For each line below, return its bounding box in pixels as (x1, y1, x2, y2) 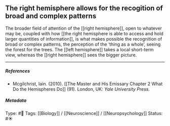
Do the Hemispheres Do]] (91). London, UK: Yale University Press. (12, 86, 150, 92)
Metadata (5, 97, 27, 103)
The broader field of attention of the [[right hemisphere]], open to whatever (5, 25, 162, 31)
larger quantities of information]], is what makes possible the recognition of (5, 36, 162, 42)
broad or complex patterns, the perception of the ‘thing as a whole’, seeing (5, 41, 161, 47)
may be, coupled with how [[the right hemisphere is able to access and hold (5, 30, 163, 37)
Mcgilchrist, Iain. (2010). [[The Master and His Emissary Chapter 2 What (12, 80, 163, 87)
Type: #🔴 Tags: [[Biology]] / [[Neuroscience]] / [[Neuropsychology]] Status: (5, 110, 163, 116)
